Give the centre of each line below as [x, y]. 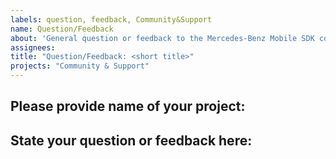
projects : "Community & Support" [80, 66]
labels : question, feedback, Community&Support [111, 19]
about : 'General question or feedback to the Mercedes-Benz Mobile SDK [162, 38]
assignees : [33, 47]
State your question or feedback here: [131, 140]
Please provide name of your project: [128, 106]
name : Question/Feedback [62, 29]
